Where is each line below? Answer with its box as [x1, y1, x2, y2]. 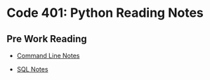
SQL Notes [16, 65, 48, 73]
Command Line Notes [16, 51, 80, 60]
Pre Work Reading [6, 33, 87, 45]
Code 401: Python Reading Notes [6, 5, 204, 21]
